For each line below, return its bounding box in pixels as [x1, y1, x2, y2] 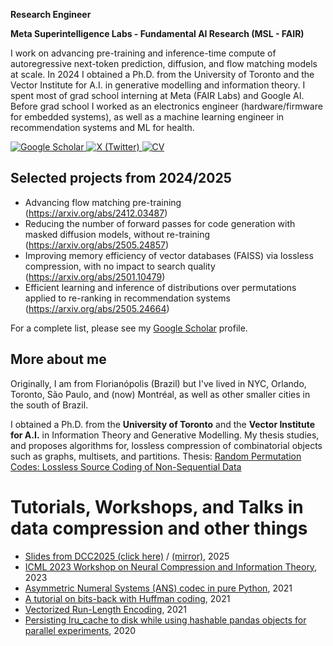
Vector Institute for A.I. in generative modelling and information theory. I [10, 79, 306, 91]
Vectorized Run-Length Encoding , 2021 [24, 603, 187, 615]
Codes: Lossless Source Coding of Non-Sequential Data [10, 460, 242, 473]
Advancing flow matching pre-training [24, 196, 182, 208]
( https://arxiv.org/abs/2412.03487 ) [24, 207, 168, 219]
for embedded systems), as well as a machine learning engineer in [10, 111, 285, 123]
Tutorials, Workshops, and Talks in [10, 495, 304, 518]
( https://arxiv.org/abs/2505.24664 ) [24, 302, 170, 314]
